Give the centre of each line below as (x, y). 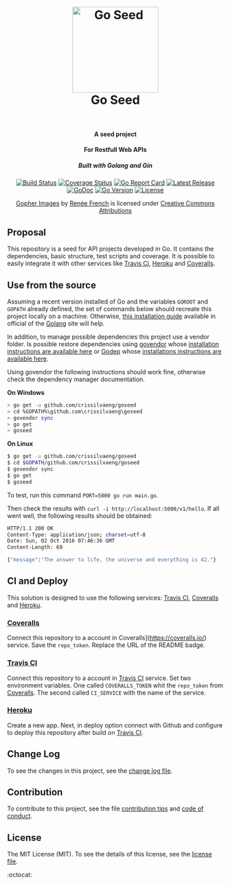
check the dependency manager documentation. (76, 379)
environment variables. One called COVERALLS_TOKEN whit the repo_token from (115, 685)
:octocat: (20, 875)
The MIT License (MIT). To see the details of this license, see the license (110, 854)
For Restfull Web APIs (115, 150)
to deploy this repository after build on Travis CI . (75, 732)
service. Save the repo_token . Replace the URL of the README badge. (106, 645)
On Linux (20, 444)
